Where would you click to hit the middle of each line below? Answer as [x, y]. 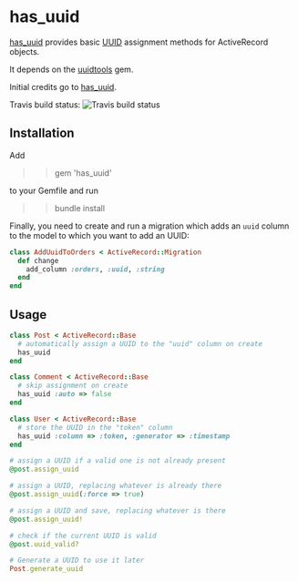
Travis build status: [45, 104]
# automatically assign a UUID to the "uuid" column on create [140, 343]
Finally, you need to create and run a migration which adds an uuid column [149, 226]
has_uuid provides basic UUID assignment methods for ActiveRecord [139, 42]
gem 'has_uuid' [83, 173]
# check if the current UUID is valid [83, 536]
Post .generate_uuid [46, 569]
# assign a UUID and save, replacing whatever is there [118, 511]
